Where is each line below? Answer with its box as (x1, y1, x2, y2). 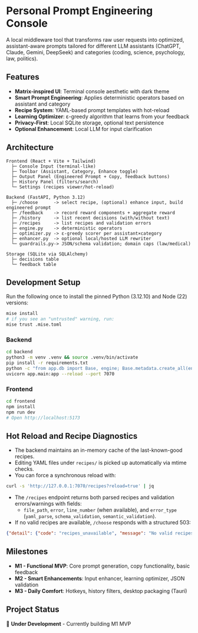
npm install (6, 404, 35, 409)
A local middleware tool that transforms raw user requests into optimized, (6, 36, 184, 43)
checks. (14, 465, 34, 473)
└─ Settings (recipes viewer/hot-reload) (11, 184, 115, 190)
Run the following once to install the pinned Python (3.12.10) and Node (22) (6, 293, 187, 300)
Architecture (6, 143, 54, 153)
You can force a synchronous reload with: (14, 472, 116, 479)
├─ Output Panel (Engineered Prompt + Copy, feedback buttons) (11, 173, 170, 179)
